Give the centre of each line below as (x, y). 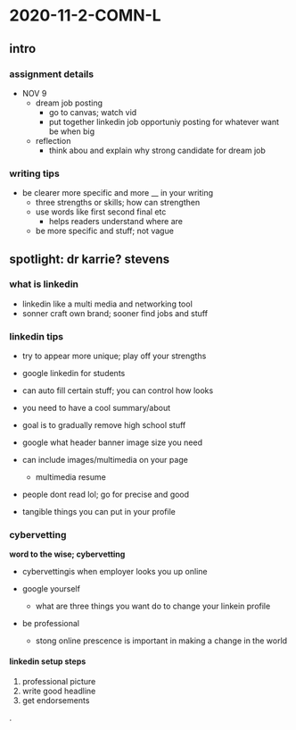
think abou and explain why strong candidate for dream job (157, 150)
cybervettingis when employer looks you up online (115, 572)
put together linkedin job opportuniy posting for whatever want (164, 122)
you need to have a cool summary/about (96, 408)
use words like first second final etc (101, 212)
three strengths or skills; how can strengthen (118, 203)
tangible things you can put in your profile (99, 512)
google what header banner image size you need (112, 442)
